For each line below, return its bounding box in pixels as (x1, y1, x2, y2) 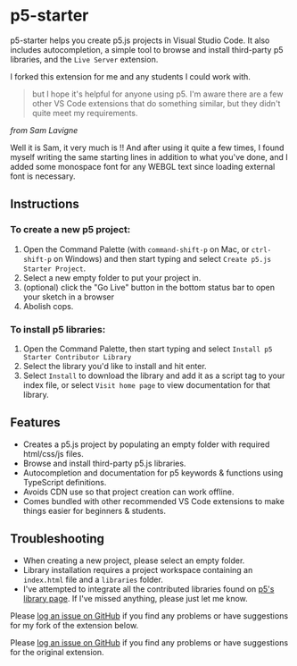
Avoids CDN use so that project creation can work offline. (22, 486, 235, 497)
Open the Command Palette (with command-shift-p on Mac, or (22, 243, 250, 255)
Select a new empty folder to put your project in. (22, 272, 202, 282)
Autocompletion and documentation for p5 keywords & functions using (22, 467, 284, 478)
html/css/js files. (22, 448, 84, 459)
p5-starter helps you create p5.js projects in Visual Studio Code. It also (10, 35, 270, 46)
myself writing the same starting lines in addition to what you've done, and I (10, 151, 288, 162)
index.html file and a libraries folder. (22, 574, 163, 585)
